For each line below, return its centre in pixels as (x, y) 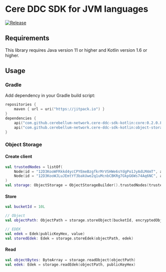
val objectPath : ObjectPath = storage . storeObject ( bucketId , (69, 220)
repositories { (21, 104)
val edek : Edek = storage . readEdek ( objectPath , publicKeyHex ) (70, 265)
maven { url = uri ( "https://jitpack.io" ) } (60, 109)
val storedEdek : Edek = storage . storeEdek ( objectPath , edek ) (69, 238)
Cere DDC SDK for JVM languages (77, 9)
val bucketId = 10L (25, 207)
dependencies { (21, 119)
